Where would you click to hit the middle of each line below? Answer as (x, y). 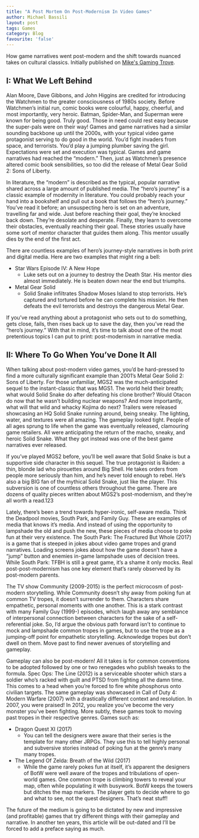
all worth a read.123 (30, 500)
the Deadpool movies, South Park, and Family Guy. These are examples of (97, 518)
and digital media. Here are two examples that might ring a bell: (83, 257)
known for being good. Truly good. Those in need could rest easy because (97, 120)
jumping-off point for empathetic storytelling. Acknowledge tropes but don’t (99, 637)
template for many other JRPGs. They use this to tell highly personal (107, 741)
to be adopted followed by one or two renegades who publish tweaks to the (98, 667)
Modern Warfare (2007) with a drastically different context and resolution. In (99, 698)
